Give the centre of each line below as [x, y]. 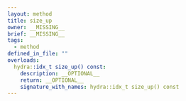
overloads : [23, 60]
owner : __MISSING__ [36, 27]
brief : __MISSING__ [36, 34]
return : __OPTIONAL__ [52, 80]
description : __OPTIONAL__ [60, 73]
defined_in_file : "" [38, 54]
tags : [15, 41]
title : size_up [30, 21]
